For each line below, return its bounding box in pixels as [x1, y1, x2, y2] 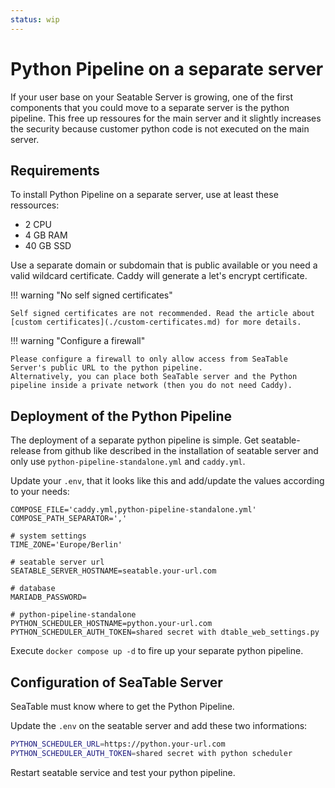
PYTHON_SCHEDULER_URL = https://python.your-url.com [10, 739, 226, 749]
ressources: [10, 199, 60, 211]
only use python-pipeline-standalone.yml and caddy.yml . [10, 456, 246, 468]
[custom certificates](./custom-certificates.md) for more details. [10, 317, 302, 328]
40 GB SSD [24, 240, 72, 252]
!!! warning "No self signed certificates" [10, 289, 173, 301]
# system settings [10, 531, 87, 541]
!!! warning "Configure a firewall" [10, 335, 146, 347]
